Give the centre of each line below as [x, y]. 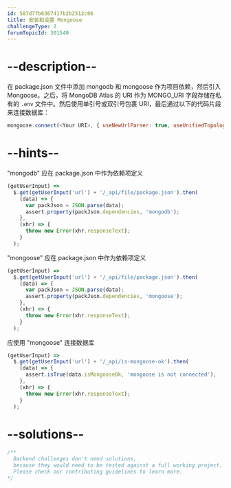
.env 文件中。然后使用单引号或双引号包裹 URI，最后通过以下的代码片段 [121, 104]
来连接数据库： [28, 113]
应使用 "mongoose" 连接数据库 [51, 342]
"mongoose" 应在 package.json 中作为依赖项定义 [77, 257]
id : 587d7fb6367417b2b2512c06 [51, 13]
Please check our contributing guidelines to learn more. [98, 471]
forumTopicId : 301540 [38, 33]
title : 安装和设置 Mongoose [45, 20]
